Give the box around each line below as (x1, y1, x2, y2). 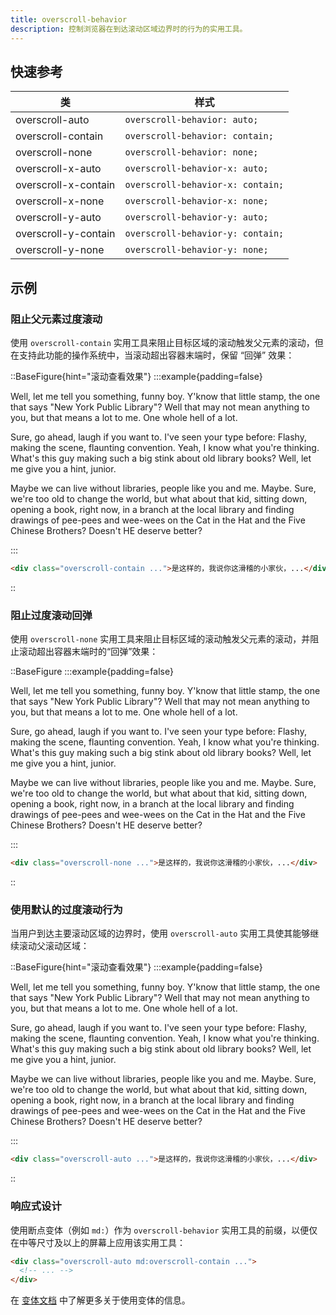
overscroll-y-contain (15, 227, 116, 241)
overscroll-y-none (15, 243, 105, 257)
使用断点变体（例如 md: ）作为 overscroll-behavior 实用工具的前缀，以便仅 (10, 1224, 318, 1236)
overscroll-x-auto (15, 162, 102, 176)
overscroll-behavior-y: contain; (124, 228, 285, 240)
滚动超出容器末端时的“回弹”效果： (18, 646, 159, 658)
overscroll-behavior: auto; (124, 114, 259, 126)
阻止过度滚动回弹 (10, 608, 93, 622)
